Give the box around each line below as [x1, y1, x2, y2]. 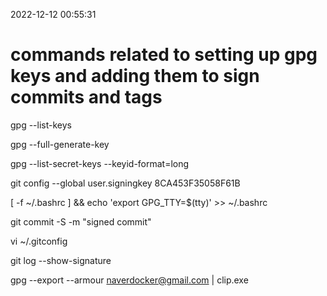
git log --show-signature [10, 254, 112, 266]
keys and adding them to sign [10, 65, 260, 88]
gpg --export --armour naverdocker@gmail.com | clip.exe [10, 274, 249, 286]
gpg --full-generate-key [10, 138, 110, 150]
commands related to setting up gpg [10, 44, 318, 66]
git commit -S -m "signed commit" [10, 215, 152, 228]
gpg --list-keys [10, 119, 72, 131]
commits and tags [10, 86, 163, 109]
